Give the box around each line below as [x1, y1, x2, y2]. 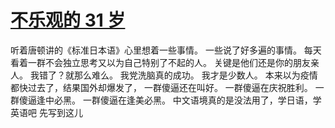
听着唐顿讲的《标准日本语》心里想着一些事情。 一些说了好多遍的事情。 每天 [10, 44, 322, 56]
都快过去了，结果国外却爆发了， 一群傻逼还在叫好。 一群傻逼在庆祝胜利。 [10, 81, 313, 93]
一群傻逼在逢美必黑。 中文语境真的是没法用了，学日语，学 [82, 94, 322, 106]
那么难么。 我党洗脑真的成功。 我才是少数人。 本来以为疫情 [73, 69, 318, 81]
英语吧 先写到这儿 [10, 106, 83, 118]
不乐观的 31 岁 [10, 9, 126, 32]
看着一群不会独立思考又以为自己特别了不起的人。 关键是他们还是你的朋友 [10, 56, 311, 68]
